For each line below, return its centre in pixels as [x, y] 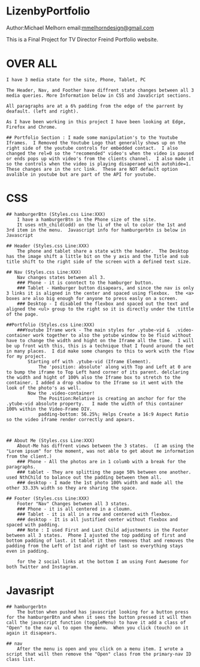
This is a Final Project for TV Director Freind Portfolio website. [82, 39]
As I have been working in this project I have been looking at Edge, [96, 121]
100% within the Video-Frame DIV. [49, 409]
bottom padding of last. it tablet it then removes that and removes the [100, 540]
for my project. [26, 356]
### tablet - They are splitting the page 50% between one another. [104, 472]
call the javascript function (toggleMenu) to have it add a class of [96, 622]
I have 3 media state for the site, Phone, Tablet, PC [76, 79]
